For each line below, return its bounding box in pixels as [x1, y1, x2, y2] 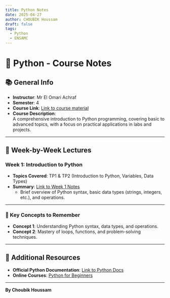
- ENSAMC [10, 36, 28, 41]
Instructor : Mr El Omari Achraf [12, 94, 77, 100]
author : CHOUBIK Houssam [5, 17, 58, 22]
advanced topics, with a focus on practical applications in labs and [12, 121, 152, 127]
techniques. [12, 234, 37, 240]
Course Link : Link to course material [12, 105, 89, 111]
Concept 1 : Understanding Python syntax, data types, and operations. [12, 223, 158, 229]
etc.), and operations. [20, 194, 65, 200]
